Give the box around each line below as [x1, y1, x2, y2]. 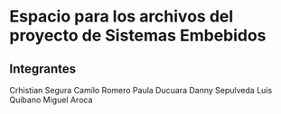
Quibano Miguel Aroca [9, 94, 93, 105]
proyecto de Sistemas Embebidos [9, 25, 267, 46]
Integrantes [9, 61, 77, 76]
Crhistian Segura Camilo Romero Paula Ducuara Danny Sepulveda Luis [9, 85, 273, 95]
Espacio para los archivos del [9, 6, 234, 27]
